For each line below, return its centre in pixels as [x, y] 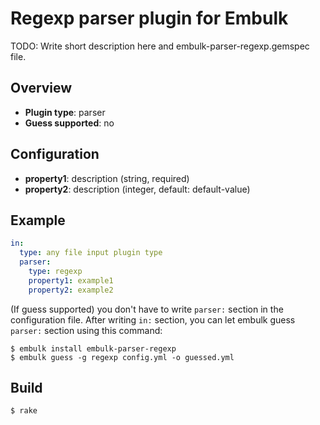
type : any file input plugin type [91, 253]
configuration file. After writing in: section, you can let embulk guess [153, 319]
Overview [41, 88]
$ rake [24, 411]
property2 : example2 [71, 290]
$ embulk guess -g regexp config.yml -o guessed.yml [122, 357]
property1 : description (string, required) [107, 178]
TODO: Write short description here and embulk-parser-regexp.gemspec [160, 46]
